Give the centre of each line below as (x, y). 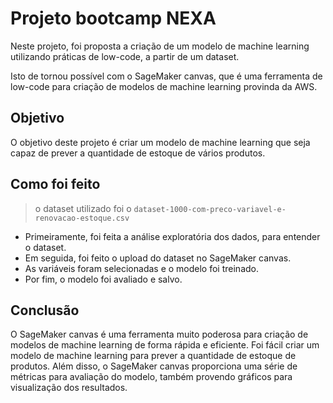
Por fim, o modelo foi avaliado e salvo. (103, 279)
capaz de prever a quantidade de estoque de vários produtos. (138, 153)
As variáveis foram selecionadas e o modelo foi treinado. (141, 268)
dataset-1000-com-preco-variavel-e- (210, 209)
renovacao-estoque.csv (82, 218)
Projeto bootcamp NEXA (113, 18)
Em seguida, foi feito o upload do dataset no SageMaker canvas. (158, 258)
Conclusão (45, 310)
